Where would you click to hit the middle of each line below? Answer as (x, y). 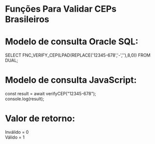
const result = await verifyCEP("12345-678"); (51, 94)
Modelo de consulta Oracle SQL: (72, 42)
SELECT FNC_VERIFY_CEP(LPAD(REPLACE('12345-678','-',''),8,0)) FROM (78, 55)
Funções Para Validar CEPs (61, 9)
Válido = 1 (15, 137)
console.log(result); (25, 99)
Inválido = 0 (17, 132)
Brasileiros (27, 19)
